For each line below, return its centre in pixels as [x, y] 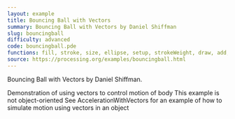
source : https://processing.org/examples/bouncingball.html [97, 59]
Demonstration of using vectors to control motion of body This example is [113, 92]
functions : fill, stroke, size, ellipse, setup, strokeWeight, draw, [111, 53]
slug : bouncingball [36, 33]
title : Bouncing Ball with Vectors [59, 20]
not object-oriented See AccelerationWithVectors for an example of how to [115, 100]
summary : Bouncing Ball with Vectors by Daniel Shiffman [92, 27]
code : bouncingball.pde [42, 46]
